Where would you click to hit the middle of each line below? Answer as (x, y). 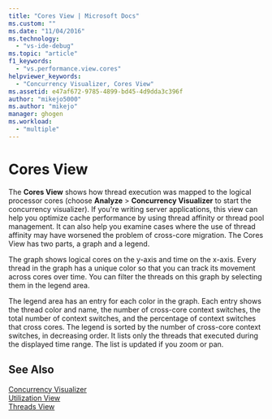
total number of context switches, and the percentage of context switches (132, 318)
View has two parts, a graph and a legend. (79, 244)
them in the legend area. (49, 285)
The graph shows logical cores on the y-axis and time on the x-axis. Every (133, 259)
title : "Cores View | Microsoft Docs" (74, 16)
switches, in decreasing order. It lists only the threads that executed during (133, 335)
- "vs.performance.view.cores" (69, 69)
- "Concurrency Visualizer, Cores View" (85, 84)
